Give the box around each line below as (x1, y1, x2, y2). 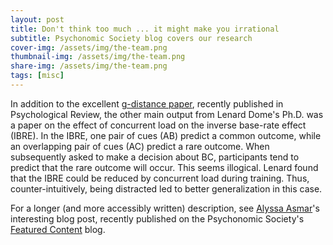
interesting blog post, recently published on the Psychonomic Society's (10, 212, 305, 225)
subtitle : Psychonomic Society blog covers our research (10, 33, 253, 43)
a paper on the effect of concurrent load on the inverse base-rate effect (10, 119, 307, 131)
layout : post (10, 14, 65, 25)
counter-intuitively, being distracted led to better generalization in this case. (10, 182, 323, 195)
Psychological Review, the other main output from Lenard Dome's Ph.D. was (10, 108, 324, 120)
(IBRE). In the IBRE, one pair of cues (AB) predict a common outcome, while (10, 129, 322, 141)
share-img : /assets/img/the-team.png (10, 61, 168, 71)
